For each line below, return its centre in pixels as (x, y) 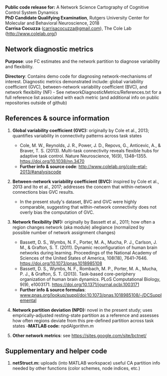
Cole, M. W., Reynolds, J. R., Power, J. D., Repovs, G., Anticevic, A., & (90, 145)
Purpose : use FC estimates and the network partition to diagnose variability (83, 61)
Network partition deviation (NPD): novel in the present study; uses (82, 310)
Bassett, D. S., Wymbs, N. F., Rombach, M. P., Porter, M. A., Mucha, (88, 268)
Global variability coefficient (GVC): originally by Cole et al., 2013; (81, 130)
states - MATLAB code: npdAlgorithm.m (53, 326)
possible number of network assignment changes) (64, 232)
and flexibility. (19, 66)
